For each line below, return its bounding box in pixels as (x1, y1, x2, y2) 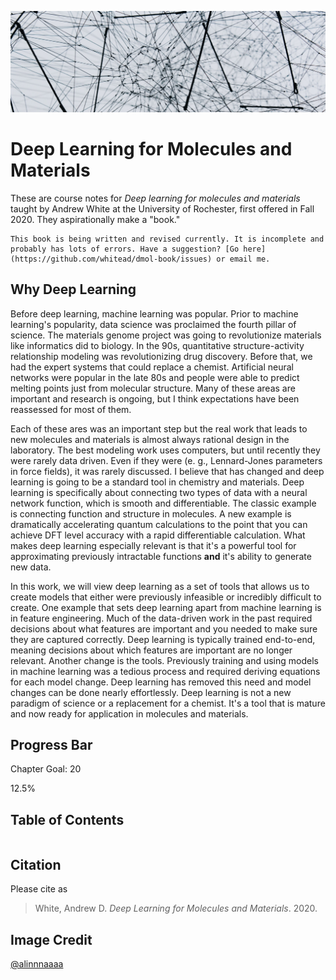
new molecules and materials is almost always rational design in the (10, 433, 290, 445)
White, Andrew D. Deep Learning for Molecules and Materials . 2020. (34, 902, 318, 915)
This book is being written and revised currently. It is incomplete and (10, 234, 325, 244)
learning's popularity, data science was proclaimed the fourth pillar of (10, 318, 297, 330)
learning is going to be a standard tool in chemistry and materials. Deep (10, 476, 305, 488)
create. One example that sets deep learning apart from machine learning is (10, 601, 322, 613)
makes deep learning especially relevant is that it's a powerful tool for (10, 539, 297, 551)
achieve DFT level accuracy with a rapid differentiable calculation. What (10, 529, 306, 541)
